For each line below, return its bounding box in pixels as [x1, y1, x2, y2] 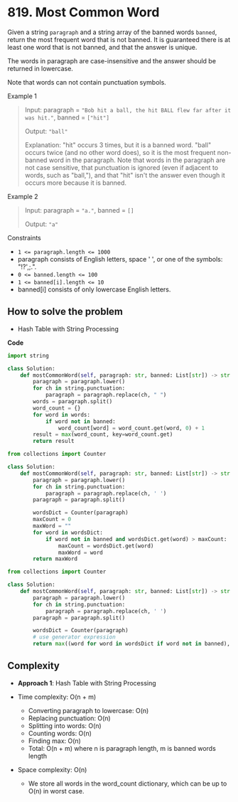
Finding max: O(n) [28, 737, 82, 745]
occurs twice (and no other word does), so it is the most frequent [24, 148, 216, 156]
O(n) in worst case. [28, 786, 85, 795]
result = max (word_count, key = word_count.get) [33, 431, 173, 438]
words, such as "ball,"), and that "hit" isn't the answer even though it [24, 171, 225, 179]
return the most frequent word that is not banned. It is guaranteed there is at [7, 35, 231, 43]
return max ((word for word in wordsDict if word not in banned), [33, 641, 231, 648]
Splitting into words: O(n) [28, 721, 102, 729]
